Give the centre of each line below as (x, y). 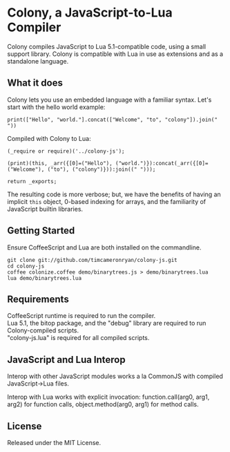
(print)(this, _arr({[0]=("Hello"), (60, 163)
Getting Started (41, 230)
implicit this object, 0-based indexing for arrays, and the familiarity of (107, 201)
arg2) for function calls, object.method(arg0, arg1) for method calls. (103, 404)
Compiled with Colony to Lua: (49, 138)
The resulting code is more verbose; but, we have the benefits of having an (114, 194)
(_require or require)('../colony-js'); (66, 151)
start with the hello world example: (56, 107)
